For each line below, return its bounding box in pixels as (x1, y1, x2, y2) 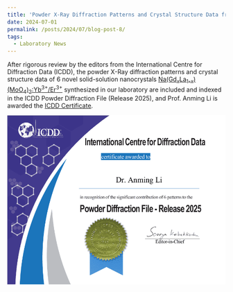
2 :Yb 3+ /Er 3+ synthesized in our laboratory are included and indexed (28, 84, 222, 95)
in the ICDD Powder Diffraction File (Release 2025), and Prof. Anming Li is (7, 94, 218, 103)
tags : (7, 33, 23, 40)
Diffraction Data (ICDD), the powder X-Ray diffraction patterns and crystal (7, 68, 218, 76)
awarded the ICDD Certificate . (7, 101, 94, 110)
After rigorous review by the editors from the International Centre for (7, 60, 202, 69)
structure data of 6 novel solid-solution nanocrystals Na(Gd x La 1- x (7, 75, 194, 85)
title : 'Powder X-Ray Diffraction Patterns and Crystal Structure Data (7, 11, 218, 18)
